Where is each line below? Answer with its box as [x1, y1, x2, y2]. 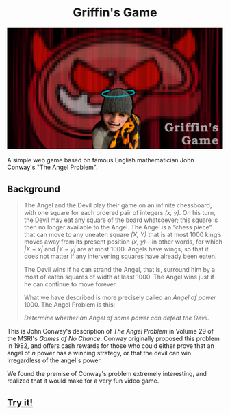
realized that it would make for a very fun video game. [7, 377, 159, 385]
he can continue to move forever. [23, 280, 118, 288]
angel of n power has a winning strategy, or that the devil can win [7, 349, 192, 357]
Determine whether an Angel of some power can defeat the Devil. [23, 314, 210, 323]
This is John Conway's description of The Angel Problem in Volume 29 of [7, 327, 214, 336]
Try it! [7, 397, 33, 408]
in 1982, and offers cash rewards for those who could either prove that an [7, 342, 214, 350]
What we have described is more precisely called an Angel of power [23, 293, 217, 302]
